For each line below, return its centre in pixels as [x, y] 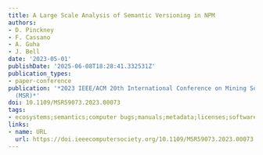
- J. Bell [24, 52]
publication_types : [40, 74]
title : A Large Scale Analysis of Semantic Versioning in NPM [112, 15]
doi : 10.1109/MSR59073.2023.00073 [65, 103]
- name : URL [27, 132]
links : [19, 124]
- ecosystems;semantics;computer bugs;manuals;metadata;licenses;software [133, 117]
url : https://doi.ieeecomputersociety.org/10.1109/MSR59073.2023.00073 [135, 139]
